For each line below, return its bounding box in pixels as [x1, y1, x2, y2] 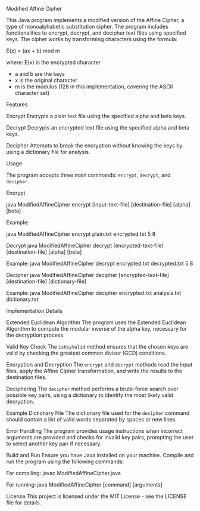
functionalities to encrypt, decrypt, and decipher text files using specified [6, 29, 186, 36]
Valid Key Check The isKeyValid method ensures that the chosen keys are [6, 343, 189, 350]
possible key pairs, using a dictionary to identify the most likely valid [6, 392, 174, 399]
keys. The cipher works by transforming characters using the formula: [6, 36, 177, 42]
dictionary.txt [6, 295, 39, 303]
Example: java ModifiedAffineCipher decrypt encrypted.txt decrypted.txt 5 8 [6, 260, 193, 267]
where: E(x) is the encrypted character [6, 59, 101, 66]
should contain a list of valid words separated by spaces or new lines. [6, 416, 177, 423]
